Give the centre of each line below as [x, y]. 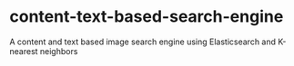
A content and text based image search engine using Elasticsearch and [142, 42]
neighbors [59, 51]
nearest [24, 51]
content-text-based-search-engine [147, 17]
